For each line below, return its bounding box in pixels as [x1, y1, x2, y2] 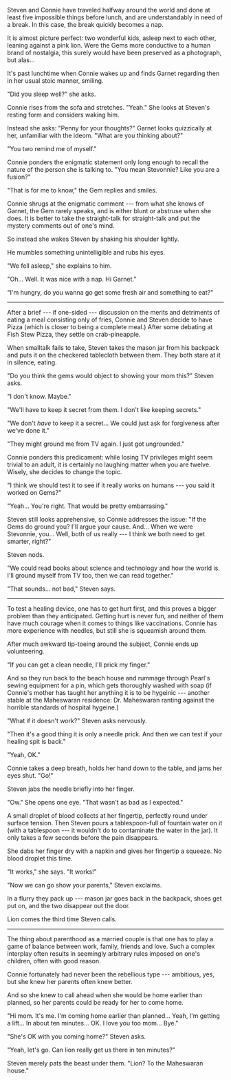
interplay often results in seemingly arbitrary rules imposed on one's [7, 950, 201, 958]
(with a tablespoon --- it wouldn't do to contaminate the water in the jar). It [7, 826, 219, 834]
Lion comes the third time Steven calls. [7, 915, 117, 923]
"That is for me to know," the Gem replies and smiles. [7, 186, 157, 194]
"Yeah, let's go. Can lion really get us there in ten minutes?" [7, 1045, 175, 1054]
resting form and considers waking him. [7, 110, 120, 119]
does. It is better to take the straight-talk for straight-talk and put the [7, 214, 201, 222]
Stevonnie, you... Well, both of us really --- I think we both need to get [7, 530, 205, 538]
